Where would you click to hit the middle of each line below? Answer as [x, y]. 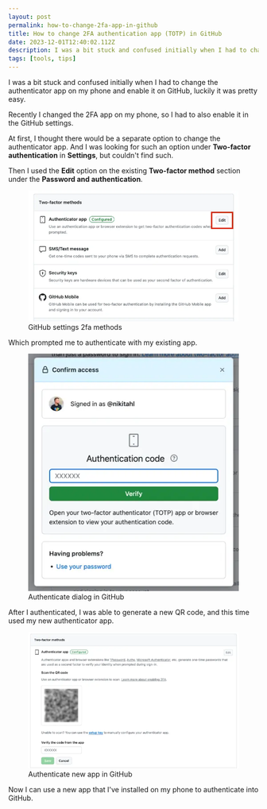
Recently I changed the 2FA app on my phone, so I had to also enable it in [128, 114]
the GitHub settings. [41, 123]
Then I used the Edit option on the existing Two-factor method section [124, 170]
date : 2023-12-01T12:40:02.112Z [62, 42]
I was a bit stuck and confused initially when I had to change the [113, 82]
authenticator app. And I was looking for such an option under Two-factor [130, 147]
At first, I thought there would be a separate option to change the [114, 138]
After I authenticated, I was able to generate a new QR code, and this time [129, 612]
